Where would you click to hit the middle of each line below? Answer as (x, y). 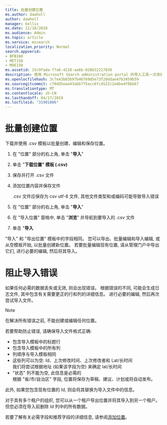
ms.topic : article (24, 38)
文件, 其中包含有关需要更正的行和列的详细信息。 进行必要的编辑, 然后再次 (84, 294)
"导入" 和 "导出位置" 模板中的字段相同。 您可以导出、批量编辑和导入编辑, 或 (83, 239)
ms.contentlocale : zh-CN (31, 93)
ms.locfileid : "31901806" (32, 103)
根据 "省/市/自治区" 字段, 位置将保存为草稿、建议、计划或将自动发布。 (84, 379)
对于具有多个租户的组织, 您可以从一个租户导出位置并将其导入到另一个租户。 (83, 400)
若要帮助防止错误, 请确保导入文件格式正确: (48, 331)
